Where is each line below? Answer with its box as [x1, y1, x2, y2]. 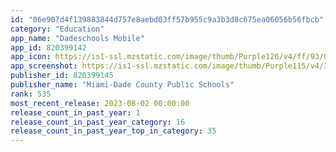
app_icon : [10, 52, 52, 62]
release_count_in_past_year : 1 [10, 107, 141, 118]
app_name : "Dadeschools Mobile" [10, 33, 145, 43]
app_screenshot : [10, 61, 78, 71]
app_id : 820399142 [10, 42, 87, 53]
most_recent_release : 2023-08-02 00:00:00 [10, 98, 190, 108]
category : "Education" [10, 24, 105, 34]
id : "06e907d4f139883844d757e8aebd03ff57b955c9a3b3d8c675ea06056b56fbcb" [10, 14, 325, 25]
